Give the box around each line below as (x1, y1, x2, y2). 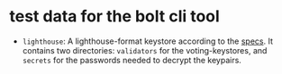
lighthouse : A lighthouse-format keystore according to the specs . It (22, 36, 273, 46)
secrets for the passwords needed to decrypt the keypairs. (22, 54, 241, 65)
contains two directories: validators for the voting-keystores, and (22, 45, 268, 55)
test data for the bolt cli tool (9, 6, 221, 27)
